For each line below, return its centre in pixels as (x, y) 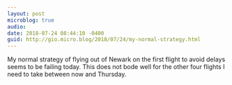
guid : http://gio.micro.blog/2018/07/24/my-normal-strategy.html (104, 40)
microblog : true (31, 20)
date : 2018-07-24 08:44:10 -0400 (56, 33)
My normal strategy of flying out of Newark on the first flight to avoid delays (116, 59)
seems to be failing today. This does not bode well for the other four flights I (116, 67)
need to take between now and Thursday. (67, 75)
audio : (17, 26)
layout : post (26, 14)
